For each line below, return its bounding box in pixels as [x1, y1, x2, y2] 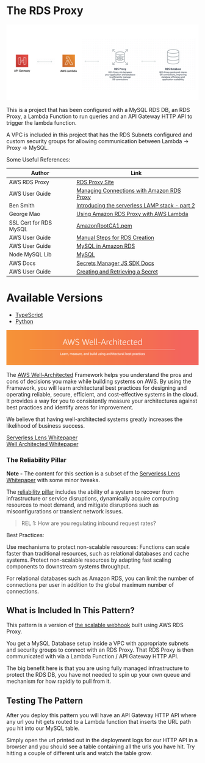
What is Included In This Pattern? [6, 605, 135, 616]
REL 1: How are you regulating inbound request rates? [21, 519, 157, 527]
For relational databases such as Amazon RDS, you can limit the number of [6, 575, 194, 582]
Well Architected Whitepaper [6, 441, 79, 448]
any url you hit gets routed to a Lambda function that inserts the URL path [6, 718, 191, 726]
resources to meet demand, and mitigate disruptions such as [6, 501, 159, 508]
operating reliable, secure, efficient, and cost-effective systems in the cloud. [6, 391, 198, 398]
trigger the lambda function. [6, 119, 77, 126]
